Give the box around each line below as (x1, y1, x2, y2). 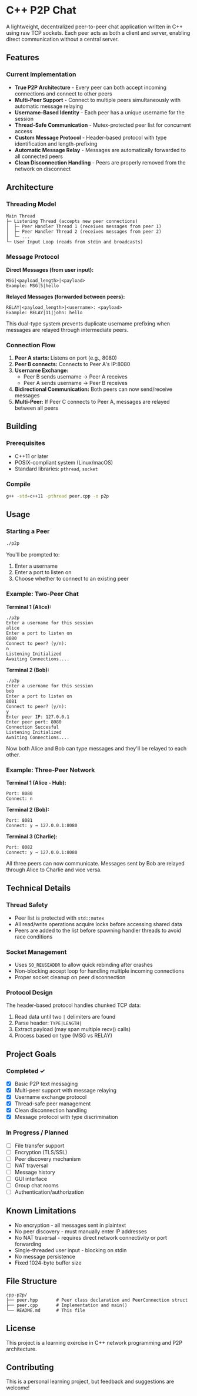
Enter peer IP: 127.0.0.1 (6, 714, 69, 720)
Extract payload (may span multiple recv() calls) (14, 1026, 131, 1033)
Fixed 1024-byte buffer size (14, 1259, 82, 1266)
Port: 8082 (6, 844, 33, 850)
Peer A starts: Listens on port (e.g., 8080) (14, 354, 118, 361)
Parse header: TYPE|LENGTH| (14, 1019, 82, 1026)
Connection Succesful (6, 724, 59, 730)
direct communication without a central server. (6, 35, 119, 42)
